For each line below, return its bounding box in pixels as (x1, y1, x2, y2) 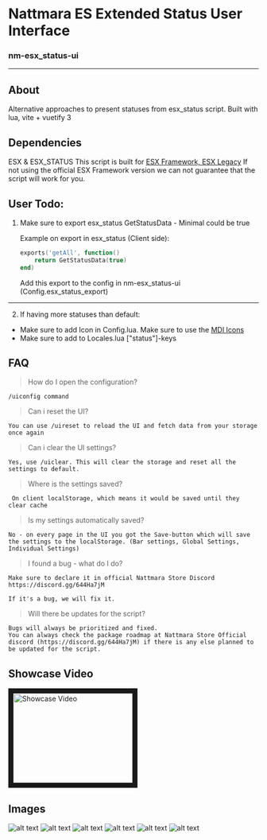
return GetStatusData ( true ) (34, 256, 127, 264)
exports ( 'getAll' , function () (19, 248, 121, 257)
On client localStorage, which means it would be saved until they (11, 495, 240, 503)
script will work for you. (8, 174, 86, 184)
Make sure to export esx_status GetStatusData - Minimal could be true (19, 218, 250, 227)
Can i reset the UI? (27, 406, 89, 416)
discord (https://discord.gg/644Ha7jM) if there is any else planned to (8, 638, 254, 647)
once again (8, 429, 44, 437)
